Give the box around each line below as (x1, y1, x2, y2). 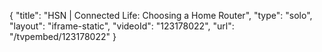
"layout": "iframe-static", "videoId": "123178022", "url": (9, 20, 235, 32)
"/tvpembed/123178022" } (9, 31, 117, 42)
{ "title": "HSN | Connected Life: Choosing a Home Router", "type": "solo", (9, 10, 313, 21)
